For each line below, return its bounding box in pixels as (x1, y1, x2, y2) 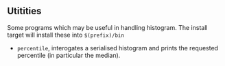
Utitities (7, 5, 42, 17)
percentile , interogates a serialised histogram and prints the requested (16, 44, 218, 52)
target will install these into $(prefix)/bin (7, 31, 125, 39)
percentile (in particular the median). (16, 51, 121, 59)
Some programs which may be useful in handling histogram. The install (7, 23, 208, 31)
